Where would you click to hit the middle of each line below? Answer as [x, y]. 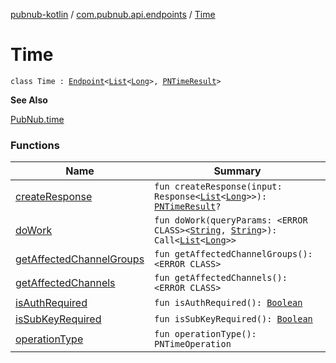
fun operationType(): [205, 334]
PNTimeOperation [193, 344]
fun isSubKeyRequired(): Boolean [233, 319]
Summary [237, 171]
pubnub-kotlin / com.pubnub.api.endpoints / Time [113, 14]
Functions [35, 145]
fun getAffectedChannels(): [221, 278]
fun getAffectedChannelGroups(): [233, 254]
